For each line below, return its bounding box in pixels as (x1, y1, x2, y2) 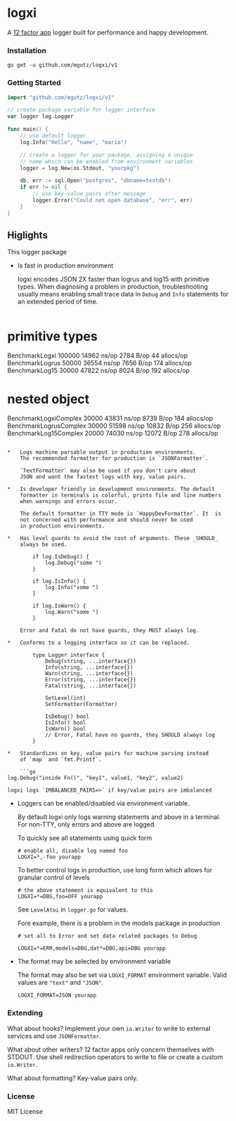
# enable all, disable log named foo (17, 848, 129, 855)
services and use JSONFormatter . (7, 1031, 102, 1040)
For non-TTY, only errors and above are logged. (17, 820, 157, 829)
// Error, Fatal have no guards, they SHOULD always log (44, 732, 216, 739)
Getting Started (7, 78, 61, 88)
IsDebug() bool (44, 713, 90, 721)
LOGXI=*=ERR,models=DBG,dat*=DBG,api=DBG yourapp (17, 945, 166, 952)
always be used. (20, 541, 68, 549)
